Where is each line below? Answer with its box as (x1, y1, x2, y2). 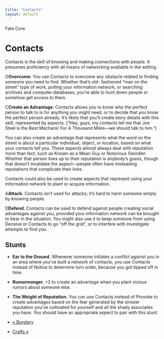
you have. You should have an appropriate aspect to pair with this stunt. (12, 309, 159, 316)
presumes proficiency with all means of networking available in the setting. (5, 64, 158, 70)
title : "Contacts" (5, 7, 43, 12)
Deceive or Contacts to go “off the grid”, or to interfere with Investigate (5, 221, 149, 227)
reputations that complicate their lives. (5, 166, 83, 172)
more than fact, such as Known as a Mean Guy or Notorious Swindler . (5, 151, 147, 156)
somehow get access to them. (5, 95, 67, 101)
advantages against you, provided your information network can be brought (5, 211, 160, 217)
